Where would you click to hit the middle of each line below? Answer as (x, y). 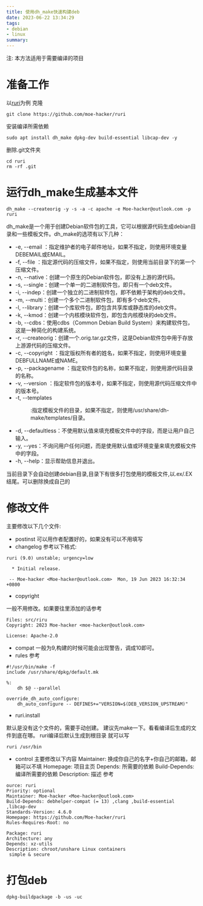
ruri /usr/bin (24, 747)
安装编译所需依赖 (28, 126)
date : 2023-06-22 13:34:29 (40, 18)
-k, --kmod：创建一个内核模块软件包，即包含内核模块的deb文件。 (97, 315)
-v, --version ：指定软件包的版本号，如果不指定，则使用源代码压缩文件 (103, 383)
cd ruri (16, 161)
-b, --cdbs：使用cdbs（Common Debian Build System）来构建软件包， (104, 323)
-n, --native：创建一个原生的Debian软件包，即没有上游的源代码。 (97, 277)
